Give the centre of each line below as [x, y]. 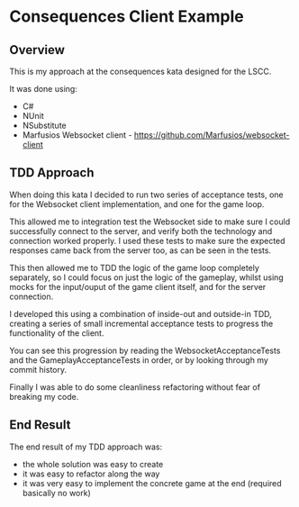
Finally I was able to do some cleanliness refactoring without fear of [135, 387]
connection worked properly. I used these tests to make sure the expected [147, 240]
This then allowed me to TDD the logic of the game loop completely [134, 267]
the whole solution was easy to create [93, 464]
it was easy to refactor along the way [91, 474]
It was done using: [44, 89]
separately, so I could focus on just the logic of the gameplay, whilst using [146, 277]
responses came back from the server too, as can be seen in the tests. [140, 250]
